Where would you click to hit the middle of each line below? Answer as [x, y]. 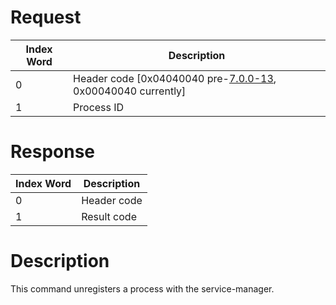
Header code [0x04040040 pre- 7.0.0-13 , [175, 78]
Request [46, 17]
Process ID [99, 107]
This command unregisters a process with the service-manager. [142, 288]
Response [53, 152]
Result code [109, 216]
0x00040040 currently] [130, 91]
